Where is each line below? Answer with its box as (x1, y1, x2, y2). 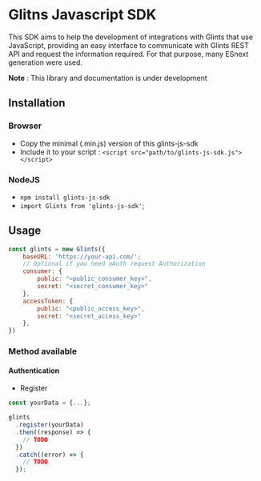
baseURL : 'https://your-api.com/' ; (22, 252, 142, 261)
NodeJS (8, 174, 40, 185)
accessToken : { (22, 297, 74, 305)
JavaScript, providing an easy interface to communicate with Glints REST (8, 40, 250, 50)
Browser (8, 120, 42, 131)
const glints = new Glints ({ (8, 245, 106, 253)
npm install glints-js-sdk (19, 194, 110, 202)
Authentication (8, 366, 60, 375)
